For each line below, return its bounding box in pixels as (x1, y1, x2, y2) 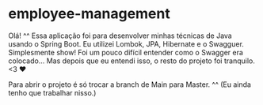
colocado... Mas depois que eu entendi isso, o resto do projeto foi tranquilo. (8, 56, 255, 66)
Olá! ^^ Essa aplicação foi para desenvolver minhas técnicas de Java (8, 31, 232, 40)
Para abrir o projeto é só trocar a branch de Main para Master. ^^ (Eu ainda (8, 80, 252, 89)
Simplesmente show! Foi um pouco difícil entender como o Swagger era (8, 47, 244, 57)
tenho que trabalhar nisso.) (8, 88, 97, 97)
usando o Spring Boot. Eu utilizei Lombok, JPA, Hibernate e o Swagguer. (8, 39, 244, 48)
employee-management (8, 5, 170, 23)
